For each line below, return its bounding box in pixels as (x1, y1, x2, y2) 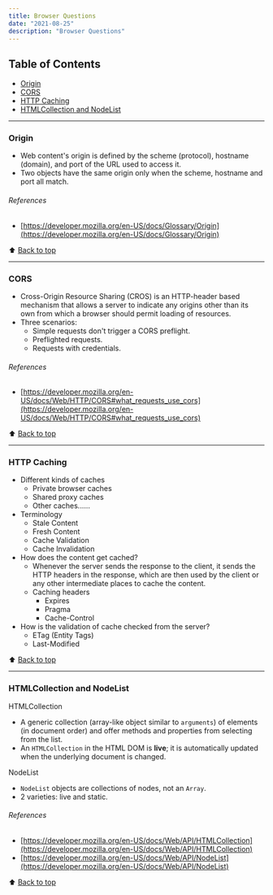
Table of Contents (8, 57, 102, 71)
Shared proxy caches (32, 493, 104, 502)
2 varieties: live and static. (19, 792, 108, 802)
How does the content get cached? (19, 553, 138, 563)
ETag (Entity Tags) (32, 631, 94, 641)
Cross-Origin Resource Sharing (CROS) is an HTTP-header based (19, 291, 240, 301)
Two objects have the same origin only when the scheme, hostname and (19, 168, 263, 178)
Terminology (19, 510, 63, 519)
